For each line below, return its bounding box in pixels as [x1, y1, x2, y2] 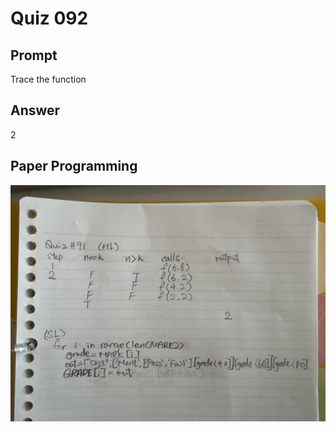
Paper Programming [10, 158, 138, 175]
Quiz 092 [10, 7, 89, 30]
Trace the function [10, 73, 87, 85]
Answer [10, 102, 61, 119]
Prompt [10, 47, 58, 64]
